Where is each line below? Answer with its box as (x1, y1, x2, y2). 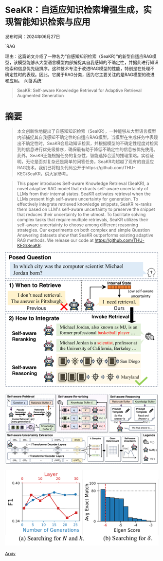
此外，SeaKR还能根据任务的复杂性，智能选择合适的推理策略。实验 (17, 152, 150, 158)
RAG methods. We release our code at (17, 237, 94, 243)
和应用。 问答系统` (5, 77, 43, 83)
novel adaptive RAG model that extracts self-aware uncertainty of (17, 185, 148, 191)
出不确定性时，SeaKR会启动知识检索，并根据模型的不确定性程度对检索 (17, 140, 159, 146)
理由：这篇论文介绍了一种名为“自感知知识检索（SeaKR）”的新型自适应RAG (5, 53, 152, 59)
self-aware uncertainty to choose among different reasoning (17, 222, 138, 228)
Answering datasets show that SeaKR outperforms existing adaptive (17, 232, 154, 238)
